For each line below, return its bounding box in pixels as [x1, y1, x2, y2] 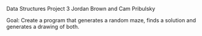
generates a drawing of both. [6, 23, 79, 30]
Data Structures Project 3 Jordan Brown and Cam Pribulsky [6, 5, 156, 12]
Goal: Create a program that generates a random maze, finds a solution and [6, 17, 197, 23]
